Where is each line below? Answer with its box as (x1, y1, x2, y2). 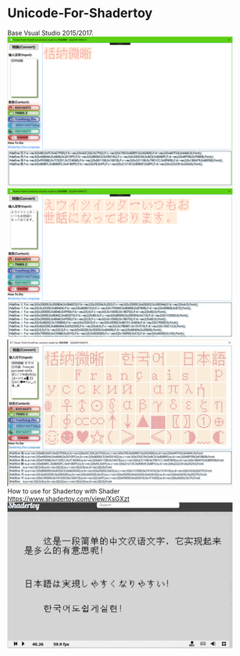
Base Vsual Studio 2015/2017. (7, 29, 94, 37)
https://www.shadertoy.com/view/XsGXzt (7, 495, 130, 503)
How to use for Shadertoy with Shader (7, 487, 120, 495)
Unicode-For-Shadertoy (7, 5, 153, 21)
